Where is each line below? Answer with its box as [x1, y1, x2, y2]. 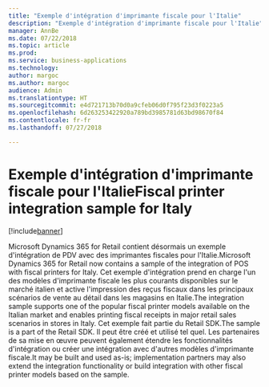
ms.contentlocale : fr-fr [8, 116, 91, 124]
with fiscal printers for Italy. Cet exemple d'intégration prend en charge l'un [8, 267, 256, 277]
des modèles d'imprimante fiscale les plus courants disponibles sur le [8, 275, 239, 285]
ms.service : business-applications [8, 57, 127, 65]
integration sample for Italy [8, 199, 193, 218]
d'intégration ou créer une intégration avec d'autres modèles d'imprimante [8, 344, 255, 353]
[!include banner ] [8, 226, 63, 235]
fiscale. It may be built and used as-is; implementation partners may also [8, 352, 247, 362]
